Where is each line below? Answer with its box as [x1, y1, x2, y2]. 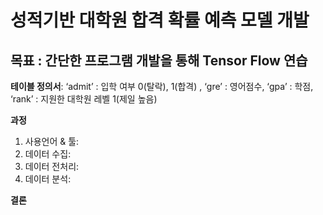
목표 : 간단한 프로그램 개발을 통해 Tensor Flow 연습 [10, 52, 308, 69]
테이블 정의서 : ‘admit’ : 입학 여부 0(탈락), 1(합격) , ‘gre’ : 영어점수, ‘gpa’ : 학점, [10, 81, 314, 92]
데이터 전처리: [24, 161, 80, 172]
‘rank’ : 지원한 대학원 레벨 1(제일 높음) [10, 93, 158, 105]
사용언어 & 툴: [24, 136, 80, 147]
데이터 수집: [24, 148, 72, 160]
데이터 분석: [24, 173, 72, 185]
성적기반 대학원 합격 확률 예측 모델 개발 [10, 9, 310, 32]
